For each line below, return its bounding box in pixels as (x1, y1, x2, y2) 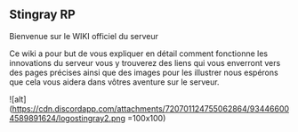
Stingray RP (9, 7, 76, 22)
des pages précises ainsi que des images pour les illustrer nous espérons (9, 67, 278, 78)
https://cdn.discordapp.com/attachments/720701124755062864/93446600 (12, 103, 290, 114)
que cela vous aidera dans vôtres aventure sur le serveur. (9, 76, 220, 87)
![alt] (9, 94, 27, 104)
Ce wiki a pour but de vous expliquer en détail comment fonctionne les (9, 48, 269, 59)
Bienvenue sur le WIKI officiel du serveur (9, 30, 158, 41)
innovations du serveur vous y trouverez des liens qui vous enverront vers (9, 57, 281, 68)
